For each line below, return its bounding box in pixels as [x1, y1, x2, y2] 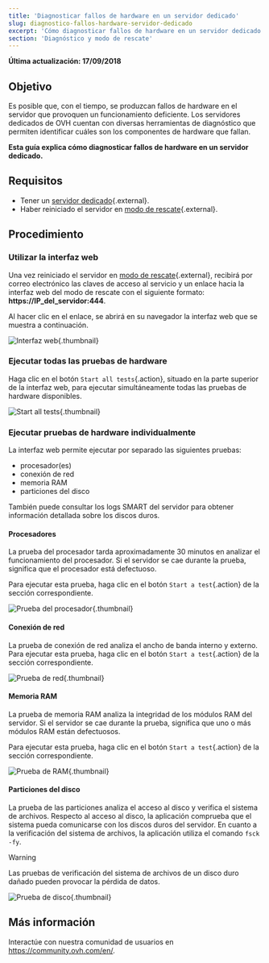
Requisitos [8, 174, 63, 188]
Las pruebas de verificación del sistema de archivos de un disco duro [8, 868, 239, 878]
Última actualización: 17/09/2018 [8, 56, 122, 66]
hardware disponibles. [8, 391, 82, 401]
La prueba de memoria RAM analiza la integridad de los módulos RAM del [8, 709, 252, 719]
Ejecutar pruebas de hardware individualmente [8, 426, 196, 438]
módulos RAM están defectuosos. [8, 726, 121, 736]
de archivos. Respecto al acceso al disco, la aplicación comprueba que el [8, 811, 252, 820]
